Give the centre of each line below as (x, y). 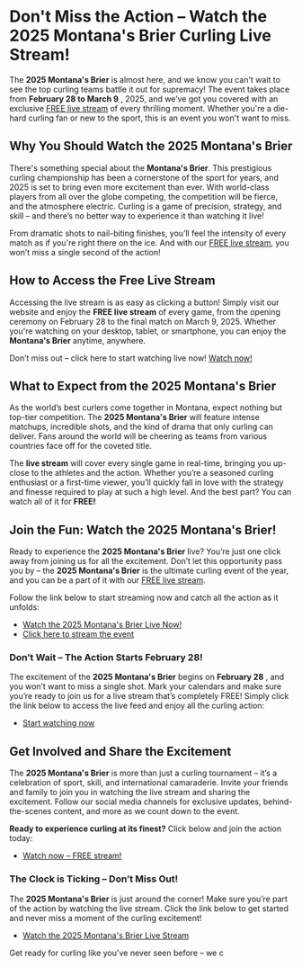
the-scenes (31, 811)
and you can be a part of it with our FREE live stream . (108, 580)
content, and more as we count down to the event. (147, 811)
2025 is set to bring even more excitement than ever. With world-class (139, 187)
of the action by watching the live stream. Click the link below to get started (149, 908)
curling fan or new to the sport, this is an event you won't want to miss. (160, 118)
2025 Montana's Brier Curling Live (140, 36)
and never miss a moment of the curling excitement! (106, 918)
